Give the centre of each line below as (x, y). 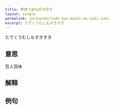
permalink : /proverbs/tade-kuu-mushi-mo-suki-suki (57, 18)
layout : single (20, 14)
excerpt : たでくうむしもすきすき (35, 23)
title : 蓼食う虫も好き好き (29, 9)
